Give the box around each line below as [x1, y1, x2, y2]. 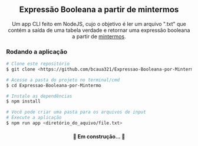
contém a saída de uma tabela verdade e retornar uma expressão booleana [8, 26, 190, 34]
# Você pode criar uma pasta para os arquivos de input [6, 109, 146, 115]
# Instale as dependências [6, 93, 72, 99]
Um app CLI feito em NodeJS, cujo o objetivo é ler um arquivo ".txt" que [11, 20, 187, 27]
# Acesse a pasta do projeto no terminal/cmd [6, 77, 120, 83]
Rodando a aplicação [6, 47, 68, 55]
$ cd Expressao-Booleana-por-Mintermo [6, 82, 101, 88]
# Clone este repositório [6, 61, 70, 67]
